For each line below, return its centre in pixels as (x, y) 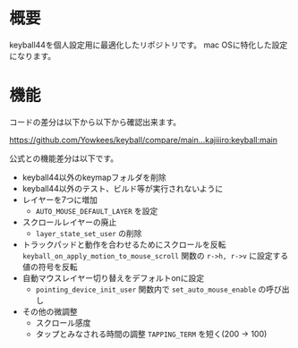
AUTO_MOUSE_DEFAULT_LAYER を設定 (97, 210)
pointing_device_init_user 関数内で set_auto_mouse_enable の (151, 289)
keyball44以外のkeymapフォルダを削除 (94, 177)
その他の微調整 (50, 311)
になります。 (33, 55)
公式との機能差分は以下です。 (64, 158)
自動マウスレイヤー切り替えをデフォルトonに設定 (113, 277)
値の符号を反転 (50, 267)
